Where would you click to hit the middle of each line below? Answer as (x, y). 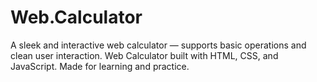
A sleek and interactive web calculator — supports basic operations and (158, 45)
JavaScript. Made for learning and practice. (100, 66)
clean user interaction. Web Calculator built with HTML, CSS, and (144, 55)
